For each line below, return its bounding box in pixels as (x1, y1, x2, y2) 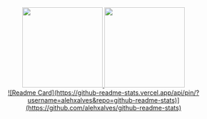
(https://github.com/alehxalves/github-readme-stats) (25, 103, 182, 112)
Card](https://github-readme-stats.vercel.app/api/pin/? (37, 88, 200, 97)
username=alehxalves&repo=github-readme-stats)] (27, 96, 180, 104)
